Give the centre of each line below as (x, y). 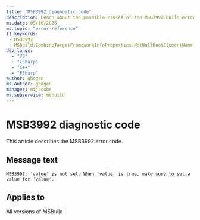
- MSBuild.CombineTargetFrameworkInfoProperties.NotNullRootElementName (101, 45)
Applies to (26, 197)
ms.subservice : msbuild (36, 95)
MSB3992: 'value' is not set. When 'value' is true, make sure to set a (98, 174)
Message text (32, 160)
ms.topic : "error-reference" (42, 28)
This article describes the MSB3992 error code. (65, 141)
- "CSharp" (25, 62)
